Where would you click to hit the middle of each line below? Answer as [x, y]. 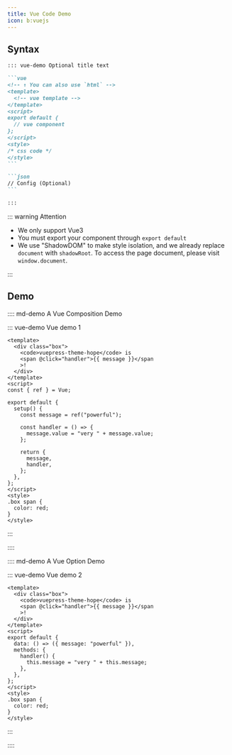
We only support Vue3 [50, 230]
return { [33, 452]
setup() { [28, 409]
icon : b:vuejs [28, 21]
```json [19, 177]
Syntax [23, 49]
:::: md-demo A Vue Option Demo [56, 561]
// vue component [39, 125]
